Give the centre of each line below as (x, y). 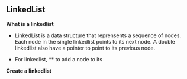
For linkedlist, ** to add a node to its (58, 59)
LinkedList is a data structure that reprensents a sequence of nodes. (98, 35)
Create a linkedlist (29, 71)
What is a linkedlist (30, 24)
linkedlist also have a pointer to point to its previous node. (85, 48)
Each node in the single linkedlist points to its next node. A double (95, 41)
